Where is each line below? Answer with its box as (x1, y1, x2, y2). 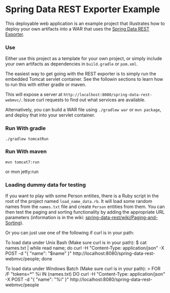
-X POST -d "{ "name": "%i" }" (5, 276, 70, 283)
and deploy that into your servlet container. (5, 112, 95, 118)
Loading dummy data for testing (5, 181, 86, 188)
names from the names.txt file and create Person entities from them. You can (5, 203, 165, 210)
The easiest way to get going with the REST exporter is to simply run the (5, 71, 156, 77)
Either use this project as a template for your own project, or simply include (5, 55, 162, 62)
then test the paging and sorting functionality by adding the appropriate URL (5, 209, 165, 215)
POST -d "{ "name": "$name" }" (5, 250, 72, 256)
